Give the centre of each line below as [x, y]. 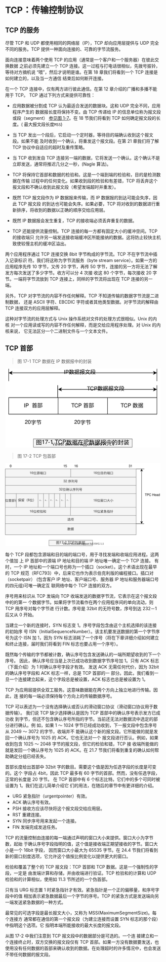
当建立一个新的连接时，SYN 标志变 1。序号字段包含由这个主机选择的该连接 [81, 625]
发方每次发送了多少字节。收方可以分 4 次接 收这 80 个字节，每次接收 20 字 [81, 273]
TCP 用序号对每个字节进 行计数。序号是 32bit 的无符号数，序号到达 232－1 [81, 608]
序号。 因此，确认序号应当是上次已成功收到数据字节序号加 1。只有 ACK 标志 [82, 660]
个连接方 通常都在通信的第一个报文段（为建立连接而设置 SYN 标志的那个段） [83, 919]
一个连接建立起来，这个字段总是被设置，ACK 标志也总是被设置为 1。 [79, 679]
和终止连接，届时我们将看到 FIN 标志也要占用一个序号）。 [63, 643]
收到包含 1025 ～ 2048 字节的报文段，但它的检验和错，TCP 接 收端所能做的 [82, 744]
